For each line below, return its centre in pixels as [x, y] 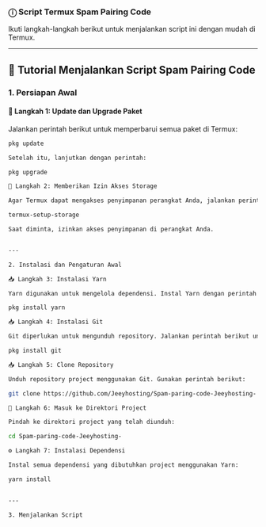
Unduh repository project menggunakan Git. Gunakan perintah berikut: [127, 379]
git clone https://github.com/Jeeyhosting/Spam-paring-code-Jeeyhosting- [133, 393]
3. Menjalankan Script [46, 515]
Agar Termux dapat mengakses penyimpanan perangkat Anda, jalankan [122, 200]
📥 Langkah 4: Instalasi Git [56, 322]
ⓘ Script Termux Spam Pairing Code [80, 12]
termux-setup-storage [44, 215]
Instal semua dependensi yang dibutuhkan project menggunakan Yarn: [123, 465]
